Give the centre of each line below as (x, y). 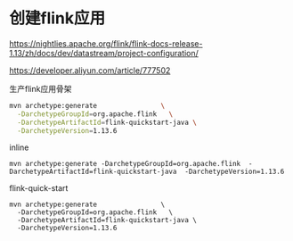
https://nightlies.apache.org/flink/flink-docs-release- (106, 43)
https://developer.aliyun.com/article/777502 (90, 70)
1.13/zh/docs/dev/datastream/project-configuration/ (104, 53)
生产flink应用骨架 (41, 88)
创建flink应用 (57, 18)
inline (19, 147)
